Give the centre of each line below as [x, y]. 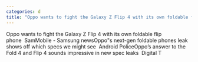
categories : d [24, 12]
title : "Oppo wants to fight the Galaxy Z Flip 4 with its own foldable [97, 17]
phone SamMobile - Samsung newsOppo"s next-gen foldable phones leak [97, 40]
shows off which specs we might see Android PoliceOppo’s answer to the [96, 46]
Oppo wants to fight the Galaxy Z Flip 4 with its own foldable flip [84, 34]
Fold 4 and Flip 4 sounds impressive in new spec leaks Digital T [84, 53]
